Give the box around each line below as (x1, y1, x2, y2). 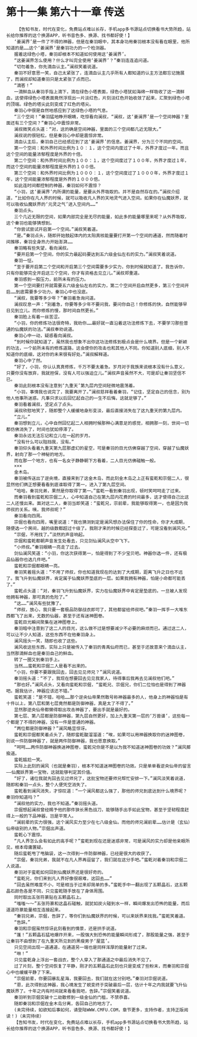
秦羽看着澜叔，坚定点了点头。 (14, 401, 75, 407)
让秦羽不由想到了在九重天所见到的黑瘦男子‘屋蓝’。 (6, 938, 112, 944)
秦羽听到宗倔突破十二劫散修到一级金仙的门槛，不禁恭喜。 (14, 994, 132, 1001)
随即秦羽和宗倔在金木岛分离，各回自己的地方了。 (14, 1001, 115, 1006)
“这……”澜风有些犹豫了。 (14, 600, 65, 606)
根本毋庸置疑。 (14, 844, 46, 850)
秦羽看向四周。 (14, 513, 45, 518)
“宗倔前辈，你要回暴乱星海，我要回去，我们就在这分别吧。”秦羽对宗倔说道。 (14, 975, 171, 982)
